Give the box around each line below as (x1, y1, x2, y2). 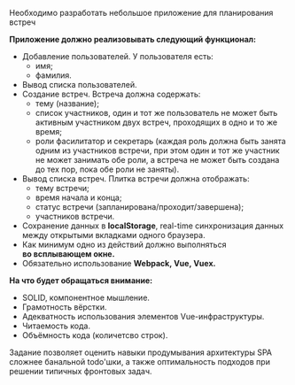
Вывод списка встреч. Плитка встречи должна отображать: (21, 173, 250, 184)
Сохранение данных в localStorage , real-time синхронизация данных (21, 220, 284, 231)
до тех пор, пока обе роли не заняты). (35, 164, 180, 174)
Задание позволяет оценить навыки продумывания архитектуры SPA (9, 347, 273, 358)
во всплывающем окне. (21, 249, 115, 259)
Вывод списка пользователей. (21, 80, 137, 89)
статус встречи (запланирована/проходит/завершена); (35, 202, 245, 212)
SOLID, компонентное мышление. (21, 292, 151, 303)
